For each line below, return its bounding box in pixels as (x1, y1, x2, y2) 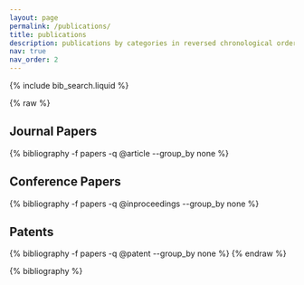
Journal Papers (9, 124, 98, 139)
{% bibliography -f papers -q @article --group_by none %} (9, 147, 229, 158)
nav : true (9, 47, 47, 56)
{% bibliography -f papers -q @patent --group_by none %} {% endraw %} (9, 248, 287, 259)
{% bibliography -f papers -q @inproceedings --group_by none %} (9, 198, 260, 209)
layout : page (9, 13, 59, 23)
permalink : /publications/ (9, 22, 111, 31)
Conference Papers (9, 174, 121, 190)
